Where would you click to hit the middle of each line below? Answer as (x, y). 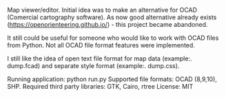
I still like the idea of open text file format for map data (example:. (100, 58)
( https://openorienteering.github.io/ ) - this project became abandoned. (107, 24)
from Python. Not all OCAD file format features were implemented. (101, 45)
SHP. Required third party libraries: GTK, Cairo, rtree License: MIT (100, 86)
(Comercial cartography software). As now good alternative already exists (112, 17)
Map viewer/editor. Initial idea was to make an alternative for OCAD (102, 10)
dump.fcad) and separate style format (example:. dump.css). (93, 66)
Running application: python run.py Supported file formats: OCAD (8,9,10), (112, 79)
